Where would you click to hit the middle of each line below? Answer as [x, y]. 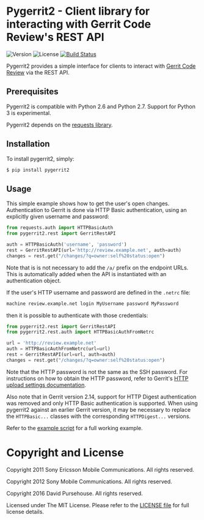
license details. [25, 511]
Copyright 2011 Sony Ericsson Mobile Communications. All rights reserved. [100, 469]
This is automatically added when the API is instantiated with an [86, 274]
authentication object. [34, 280]
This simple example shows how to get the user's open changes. [88, 203]
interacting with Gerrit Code [79, 24]
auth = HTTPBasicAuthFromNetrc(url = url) [59, 349]
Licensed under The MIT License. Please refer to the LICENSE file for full [98, 505]
